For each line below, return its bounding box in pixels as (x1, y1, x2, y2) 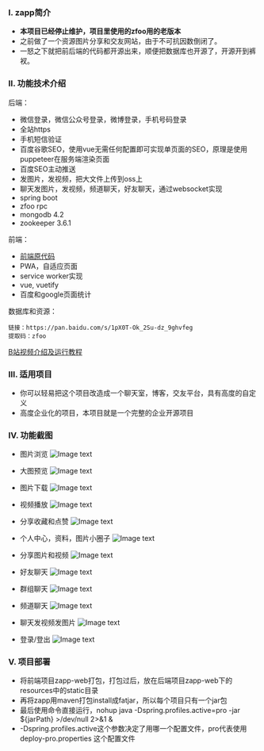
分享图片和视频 (19, 550, 69, 560)
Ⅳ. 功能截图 (8, 430, 53, 441)
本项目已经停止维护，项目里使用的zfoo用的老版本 (19, 26, 182, 36)
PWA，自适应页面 (19, 261, 78, 270)
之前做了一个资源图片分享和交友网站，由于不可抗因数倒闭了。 (19, 36, 222, 46)
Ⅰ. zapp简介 (8, 6, 52, 17)
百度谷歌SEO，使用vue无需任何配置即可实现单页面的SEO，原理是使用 (19, 144, 248, 154)
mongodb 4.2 (19, 209, 64, 219)
